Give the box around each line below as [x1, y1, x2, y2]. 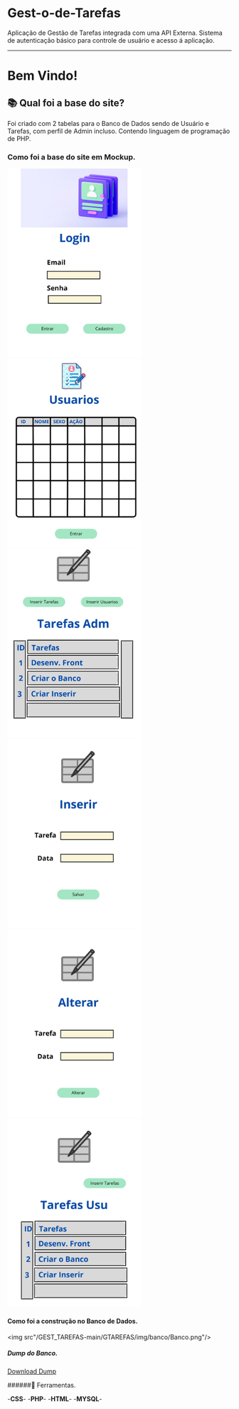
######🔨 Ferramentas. [7, 1381, 76, 1389]
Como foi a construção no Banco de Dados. [7, 1317, 138, 1326]
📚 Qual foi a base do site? [7, 97, 125, 109]
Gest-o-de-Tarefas [7, 5, 121, 21]
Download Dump [7, 1367, 57, 1376]
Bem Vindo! [7, 68, 78, 84]
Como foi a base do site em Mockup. [7, 151, 136, 161]
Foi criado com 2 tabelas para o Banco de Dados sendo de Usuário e [7, 119, 210, 127]
